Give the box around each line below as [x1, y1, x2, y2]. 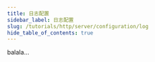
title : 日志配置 [7, 10, 49, 17]
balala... [7, 48, 29, 56]
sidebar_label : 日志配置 [7, 17, 74, 23]
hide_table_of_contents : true [7, 29, 94, 37]
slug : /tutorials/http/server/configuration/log [7, 23, 149, 30]
